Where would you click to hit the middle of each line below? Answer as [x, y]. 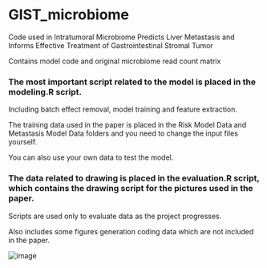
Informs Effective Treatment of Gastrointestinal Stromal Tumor [111, 45]
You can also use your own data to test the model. [91, 157]
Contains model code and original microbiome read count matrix [115, 61]
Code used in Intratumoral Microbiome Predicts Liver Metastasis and [121, 37]
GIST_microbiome [69, 15]
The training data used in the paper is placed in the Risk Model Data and [127, 125]
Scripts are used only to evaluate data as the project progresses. [115, 216]
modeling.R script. [45, 91]
